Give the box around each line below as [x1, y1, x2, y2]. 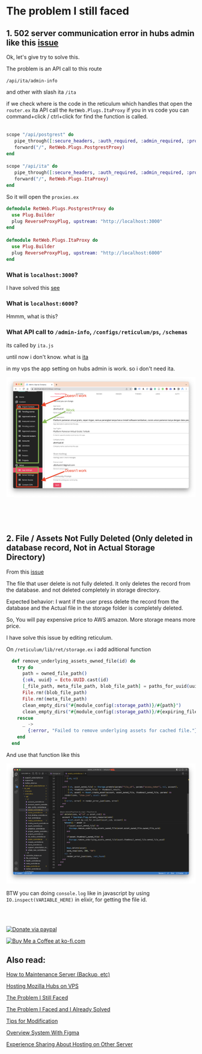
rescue [17, 715, 34, 721]
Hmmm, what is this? [6, 313, 58, 320]
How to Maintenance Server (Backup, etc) [6, 971, 110, 978]
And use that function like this [6, 751, 80, 758]
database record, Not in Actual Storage [6, 543, 155, 553]
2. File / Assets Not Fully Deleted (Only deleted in [6, 533, 193, 544]
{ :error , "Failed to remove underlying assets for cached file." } [28, 728, 198, 734]
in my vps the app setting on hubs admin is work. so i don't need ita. [6, 365, 176, 372]
